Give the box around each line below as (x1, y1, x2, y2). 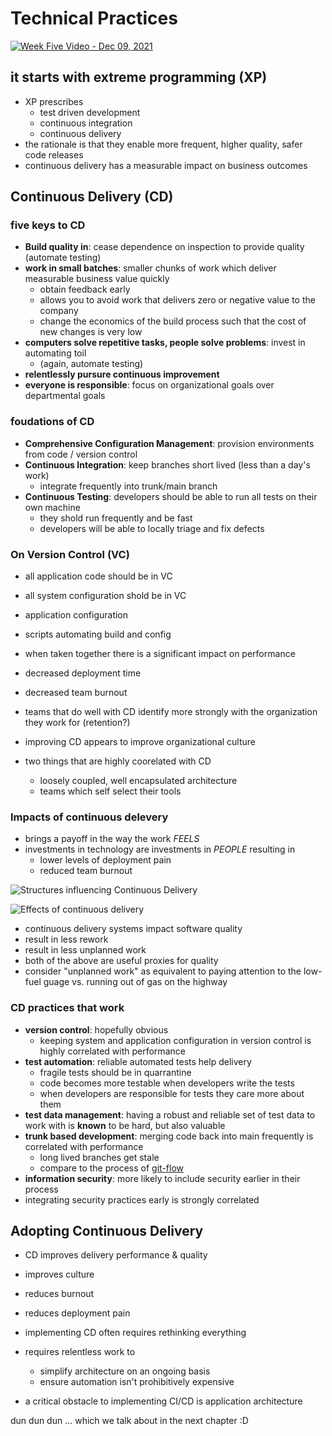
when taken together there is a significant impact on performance (24, 648, 296, 660)
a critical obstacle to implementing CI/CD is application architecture (24, 1395, 303, 1407)
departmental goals (24, 390, 106, 402)
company (39, 305, 79, 317)
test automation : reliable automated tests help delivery (24, 1055, 252, 1067)
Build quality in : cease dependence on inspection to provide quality (24, 241, 305, 253)
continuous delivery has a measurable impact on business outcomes (24, 159, 308, 171)
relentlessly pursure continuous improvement (24, 368, 220, 381)
